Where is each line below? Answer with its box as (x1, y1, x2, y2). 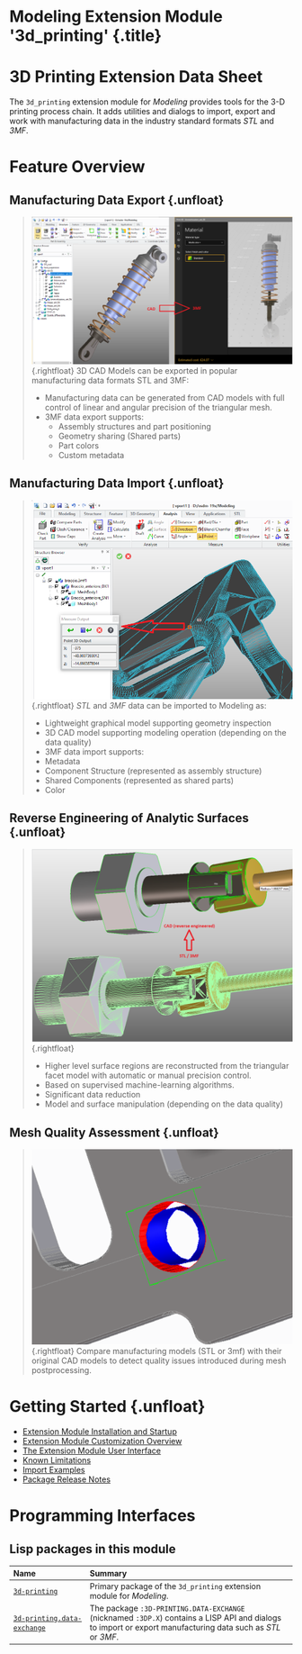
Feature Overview (9, 157, 146, 177)
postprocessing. (31, 1365, 92, 1376)
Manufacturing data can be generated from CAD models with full (44, 392, 285, 402)
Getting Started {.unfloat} (9, 1396, 206, 1417)
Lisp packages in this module (9, 1541, 176, 1557)
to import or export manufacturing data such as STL (89, 1622, 281, 1633)
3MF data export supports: (44, 411, 144, 422)
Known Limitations (22, 1455, 92, 1466)
